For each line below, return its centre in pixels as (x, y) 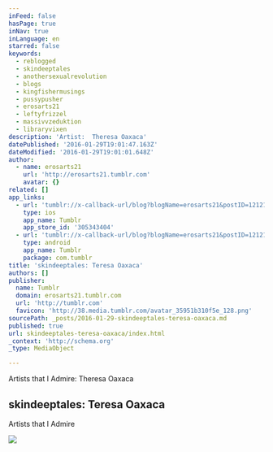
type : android (47, 243)
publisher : (27, 280)
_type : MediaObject (41, 349)
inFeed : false (32, 16)
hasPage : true (32, 24)
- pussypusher (39, 99)
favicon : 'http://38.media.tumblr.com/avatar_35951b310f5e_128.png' (134, 311)
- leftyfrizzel (41, 115)
